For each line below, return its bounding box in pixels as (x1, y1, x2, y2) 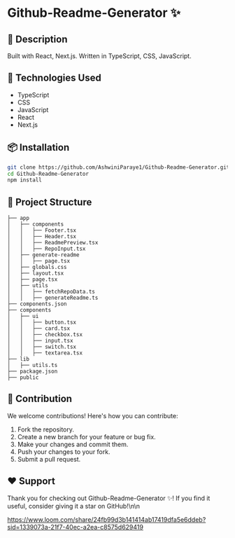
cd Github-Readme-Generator (7, 170, 90, 177)
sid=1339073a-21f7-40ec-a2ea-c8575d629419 (7, 523, 143, 531)
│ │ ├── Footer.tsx (7, 227, 77, 234)
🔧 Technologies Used (7, 72, 101, 84)
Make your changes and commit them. (17, 440, 129, 448)
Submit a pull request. (17, 455, 81, 463)
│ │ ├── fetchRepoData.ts (7, 289, 96, 296)
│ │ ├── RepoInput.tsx (7, 245, 86, 253)
